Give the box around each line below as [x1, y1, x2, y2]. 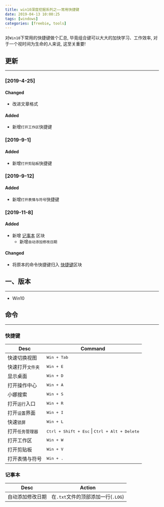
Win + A [46, 383, 63, 387]
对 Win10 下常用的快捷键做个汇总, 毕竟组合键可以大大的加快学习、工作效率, [5, 35, 152, 41]
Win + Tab [46, 355, 68, 360]
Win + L [46, 419, 63, 424]
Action [80, 484, 96, 491]
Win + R [46, 401, 63, 406]
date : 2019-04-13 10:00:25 [5, 12, 60, 17]
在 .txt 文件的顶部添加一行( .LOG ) [51, 493, 124, 500]
